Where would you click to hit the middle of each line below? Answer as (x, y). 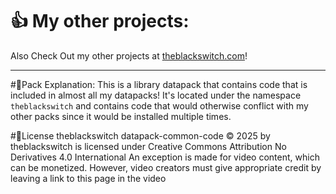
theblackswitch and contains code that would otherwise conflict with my (159, 105)
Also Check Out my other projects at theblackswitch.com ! (129, 55)
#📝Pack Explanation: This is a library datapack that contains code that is (159, 84)
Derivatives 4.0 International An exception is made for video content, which (165, 157)
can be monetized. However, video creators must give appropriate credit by (166, 167)
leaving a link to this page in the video (88, 178)
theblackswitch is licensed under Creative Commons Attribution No (148, 146)
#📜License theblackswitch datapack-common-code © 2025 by (140, 135)
